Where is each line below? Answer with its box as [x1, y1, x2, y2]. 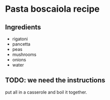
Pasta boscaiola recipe [5, 3, 100, 15]
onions [12, 57, 26, 62]
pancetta [12, 41, 30, 47]
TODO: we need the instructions [5, 76, 106, 84]
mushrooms [12, 51, 37, 57]
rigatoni [12, 36, 28, 42]
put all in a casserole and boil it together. [5, 89, 87, 95]
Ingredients [5, 23, 41, 31]
